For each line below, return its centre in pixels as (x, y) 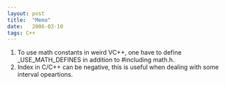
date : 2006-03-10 (35, 26)
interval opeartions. (45, 75)
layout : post (26, 13)
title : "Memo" (29, 20)
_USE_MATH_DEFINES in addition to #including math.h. (96, 60)
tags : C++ (21, 33)
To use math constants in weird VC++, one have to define (99, 53)
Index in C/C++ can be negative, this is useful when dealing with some (118, 67)
